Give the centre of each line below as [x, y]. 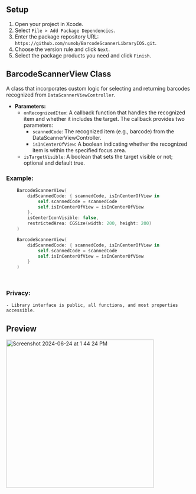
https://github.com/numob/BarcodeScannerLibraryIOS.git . [86, 43]
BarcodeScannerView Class [59, 74]
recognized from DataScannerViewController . [61, 95]
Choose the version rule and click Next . [62, 49]
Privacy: [18, 293]
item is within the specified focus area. [79, 150]
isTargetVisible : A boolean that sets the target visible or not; [98, 156]
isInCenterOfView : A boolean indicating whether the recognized [110, 144]
